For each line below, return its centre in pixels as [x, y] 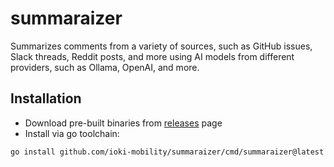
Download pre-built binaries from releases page [123, 123]
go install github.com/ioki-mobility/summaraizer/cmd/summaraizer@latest [167, 152]
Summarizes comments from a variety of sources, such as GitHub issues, [161, 46]
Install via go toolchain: [72, 133]
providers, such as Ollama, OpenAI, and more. [105, 67]
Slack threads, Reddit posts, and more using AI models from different [152, 56]
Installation [46, 98]
